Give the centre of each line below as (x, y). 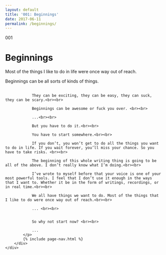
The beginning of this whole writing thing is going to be (94, 161)
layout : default (22, 10)
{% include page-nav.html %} (53, 239)
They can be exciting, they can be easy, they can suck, (92, 96)
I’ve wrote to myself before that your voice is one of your (96, 174)
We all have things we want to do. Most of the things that (95, 196)
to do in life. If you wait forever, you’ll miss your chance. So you (80, 148)
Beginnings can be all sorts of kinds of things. (52, 81)
